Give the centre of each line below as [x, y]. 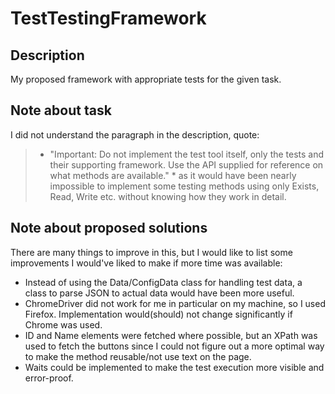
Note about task [61, 110]
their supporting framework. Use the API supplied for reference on [186, 164]
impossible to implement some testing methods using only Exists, [184, 186]
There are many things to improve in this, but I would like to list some [151, 252]
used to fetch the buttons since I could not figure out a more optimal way [174, 346]
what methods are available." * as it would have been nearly [173, 175]
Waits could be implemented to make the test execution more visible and [174, 367]
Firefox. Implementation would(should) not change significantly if [158, 314]
